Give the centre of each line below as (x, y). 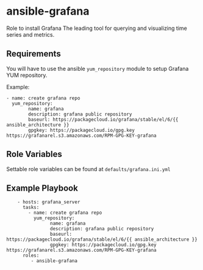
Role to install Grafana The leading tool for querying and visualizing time (97, 28)
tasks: (31, 208)
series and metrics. (30, 34)
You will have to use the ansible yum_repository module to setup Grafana (98, 68)
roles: (31, 256)
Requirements (34, 54)
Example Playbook (42, 188)
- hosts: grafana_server (49, 202)
